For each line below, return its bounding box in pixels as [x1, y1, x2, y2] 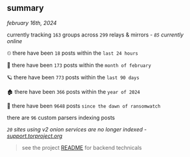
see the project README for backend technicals [21, 144, 142, 151]
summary [7, 3, 44, 13]
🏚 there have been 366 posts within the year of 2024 [7, 88, 140, 95]
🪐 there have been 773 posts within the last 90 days [7, 74, 140, 81]
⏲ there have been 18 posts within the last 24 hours [7, 49, 138, 57]
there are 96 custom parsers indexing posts [7, 114, 115, 121]
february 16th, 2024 [7, 19, 57, 26]
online [7, 37, 22, 44]
